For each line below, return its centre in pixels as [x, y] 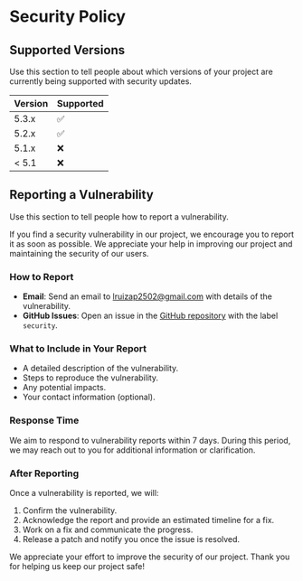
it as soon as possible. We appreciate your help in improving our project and [151, 244]
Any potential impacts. [64, 388]
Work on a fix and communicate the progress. [108, 529]
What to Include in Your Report [78, 349]
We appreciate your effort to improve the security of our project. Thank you [150, 557]
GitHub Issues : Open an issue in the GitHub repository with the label [150, 316]
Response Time [44, 420]
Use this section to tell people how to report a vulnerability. [119, 216]
